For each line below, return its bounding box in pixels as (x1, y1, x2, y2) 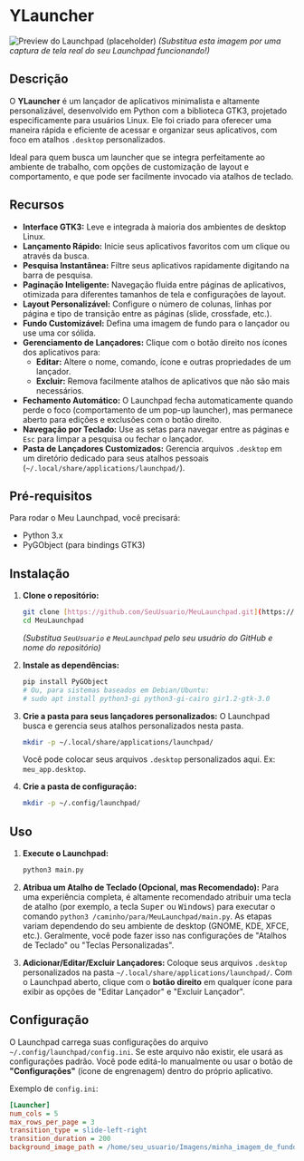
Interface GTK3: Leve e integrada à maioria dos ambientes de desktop (22, 221, 287, 232)
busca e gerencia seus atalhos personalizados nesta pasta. (22, 720, 244, 731)
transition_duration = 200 (9, 1135, 111, 1144)
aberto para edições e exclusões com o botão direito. (22, 414, 222, 424)
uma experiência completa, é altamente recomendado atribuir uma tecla (22, 892, 291, 902)
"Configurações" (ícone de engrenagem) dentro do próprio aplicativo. (9, 1065, 273, 1076)
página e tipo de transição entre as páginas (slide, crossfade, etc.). (22, 307, 272, 318)
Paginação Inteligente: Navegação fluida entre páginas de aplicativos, (22, 278, 287, 290)
